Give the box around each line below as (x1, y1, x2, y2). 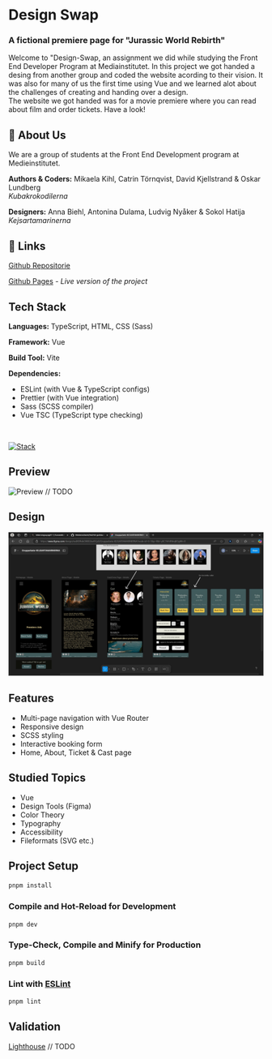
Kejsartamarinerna (8, 216, 71, 225)
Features (8, 692, 54, 705)
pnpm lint (8, 997, 42, 1005)
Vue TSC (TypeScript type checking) (19, 409, 143, 419)
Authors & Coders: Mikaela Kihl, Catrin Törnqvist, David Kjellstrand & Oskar (8, 174, 261, 184)
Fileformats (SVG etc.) (19, 835, 95, 845)
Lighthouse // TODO (8, 1041, 75, 1051)
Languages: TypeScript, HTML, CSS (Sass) (8, 321, 154, 331)
